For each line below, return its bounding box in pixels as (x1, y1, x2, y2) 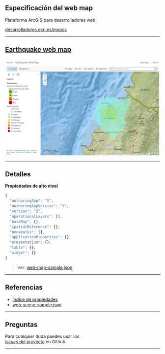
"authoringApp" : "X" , (9, 198, 54, 203)
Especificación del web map (5, 4, 93, 12)
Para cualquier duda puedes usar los (5, 333, 80, 339)
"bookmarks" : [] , (9, 229, 45, 234)
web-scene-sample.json (12, 301, 62, 307)
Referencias (5, 283, 43, 292)
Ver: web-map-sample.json (17, 264, 73, 270)
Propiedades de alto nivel (5, 183, 58, 189)
